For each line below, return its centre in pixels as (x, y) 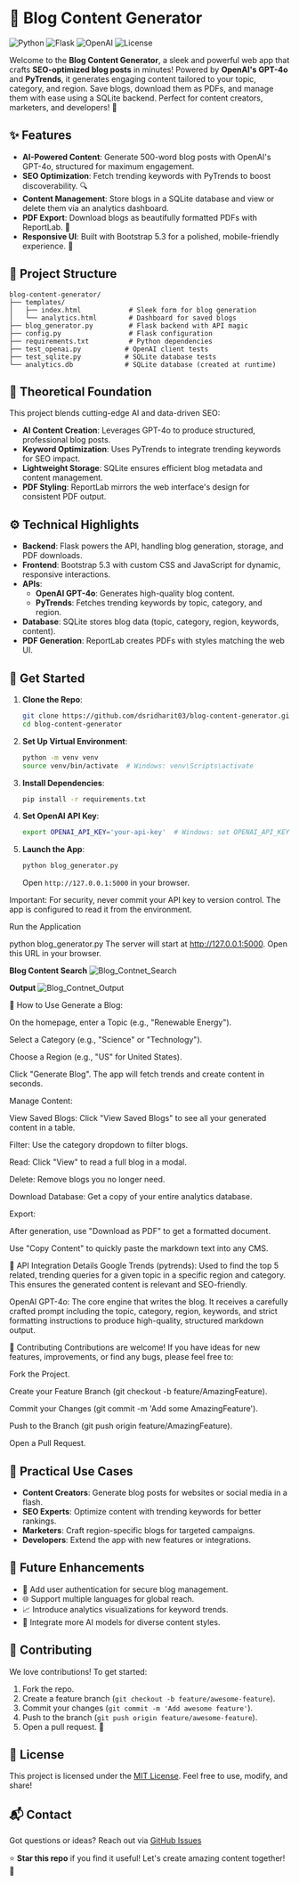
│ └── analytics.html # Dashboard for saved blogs (123, 318)
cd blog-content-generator (72, 724)
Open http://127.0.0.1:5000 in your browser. (105, 883)
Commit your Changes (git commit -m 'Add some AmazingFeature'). (133, 1409)
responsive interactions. (66, 574)
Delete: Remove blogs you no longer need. (87, 1180)
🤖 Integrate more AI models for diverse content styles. (121, 1622)
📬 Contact (40, 1814)
